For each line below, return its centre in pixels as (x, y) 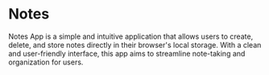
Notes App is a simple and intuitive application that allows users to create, (131, 36)
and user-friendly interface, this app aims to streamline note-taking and (127, 53)
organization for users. (46, 62)
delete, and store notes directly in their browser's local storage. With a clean (135, 44)
